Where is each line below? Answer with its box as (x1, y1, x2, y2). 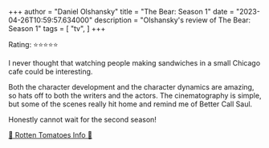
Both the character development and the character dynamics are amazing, (8, 82, 255, 91)
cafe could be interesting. (8, 67, 93, 76)
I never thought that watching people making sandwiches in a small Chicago (8, 58, 261, 67)
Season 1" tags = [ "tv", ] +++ (8, 24, 106, 33)
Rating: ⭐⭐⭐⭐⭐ (8, 40, 59, 49)
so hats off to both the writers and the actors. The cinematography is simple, (8, 91, 262, 100)
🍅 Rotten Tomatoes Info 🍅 (8, 130, 92, 139)
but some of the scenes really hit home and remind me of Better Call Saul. (8, 99, 253, 109)
